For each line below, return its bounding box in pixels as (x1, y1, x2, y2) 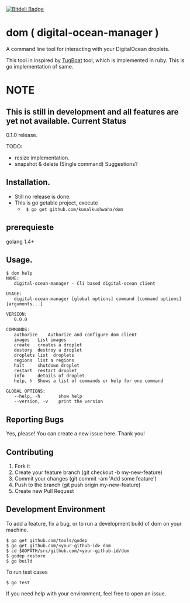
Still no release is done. (14, 193, 71, 200)
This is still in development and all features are (6, 107, 179, 117)
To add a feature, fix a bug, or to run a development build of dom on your (6, 520, 182, 527)
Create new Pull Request (14, 488, 74, 495)
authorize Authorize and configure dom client (13, 332, 137, 338)
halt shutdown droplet (13, 363, 80, 369)
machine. (6, 526, 29, 533)
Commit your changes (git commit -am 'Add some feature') (14, 475, 157, 482)
